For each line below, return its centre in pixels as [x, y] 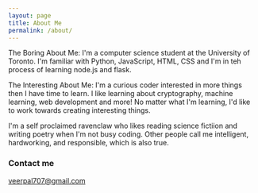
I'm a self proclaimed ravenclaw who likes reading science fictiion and [123, 126]
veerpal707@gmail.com [47, 180]
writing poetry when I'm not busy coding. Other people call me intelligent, [128, 134]
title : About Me [35, 23]
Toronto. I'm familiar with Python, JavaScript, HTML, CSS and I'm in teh [125, 61]
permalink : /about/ [40, 30]
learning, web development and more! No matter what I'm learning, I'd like [129, 102]
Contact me [31, 164]
